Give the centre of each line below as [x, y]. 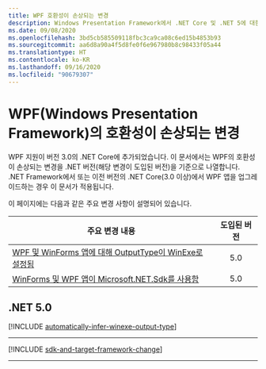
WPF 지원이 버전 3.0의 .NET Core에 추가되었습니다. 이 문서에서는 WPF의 [122, 156]
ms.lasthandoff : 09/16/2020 [55, 67]
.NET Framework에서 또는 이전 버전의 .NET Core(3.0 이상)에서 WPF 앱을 [122, 176]
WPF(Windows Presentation [103, 114]
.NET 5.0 [30, 307]
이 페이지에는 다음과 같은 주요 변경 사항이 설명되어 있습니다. [100, 203]
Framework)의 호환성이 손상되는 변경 [124, 133]
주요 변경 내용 [111, 231]
